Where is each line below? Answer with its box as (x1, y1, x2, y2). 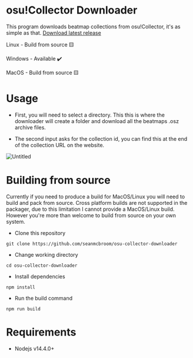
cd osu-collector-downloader (6, 263, 78, 268)
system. (6, 218, 25, 225)
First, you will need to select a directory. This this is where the (14, 111, 165, 118)
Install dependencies (14, 273, 66, 280)
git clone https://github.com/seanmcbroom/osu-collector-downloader (6, 241, 178, 247)
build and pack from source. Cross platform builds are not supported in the (6, 199, 188, 206)
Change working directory (14, 251, 78, 258)
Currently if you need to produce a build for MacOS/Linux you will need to (6, 193, 185, 200)
